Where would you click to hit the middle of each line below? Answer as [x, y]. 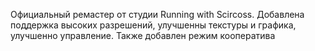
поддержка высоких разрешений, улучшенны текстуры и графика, [153, 25]
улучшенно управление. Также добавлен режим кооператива [143, 35]
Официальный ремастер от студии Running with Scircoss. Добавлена [157, 14]
